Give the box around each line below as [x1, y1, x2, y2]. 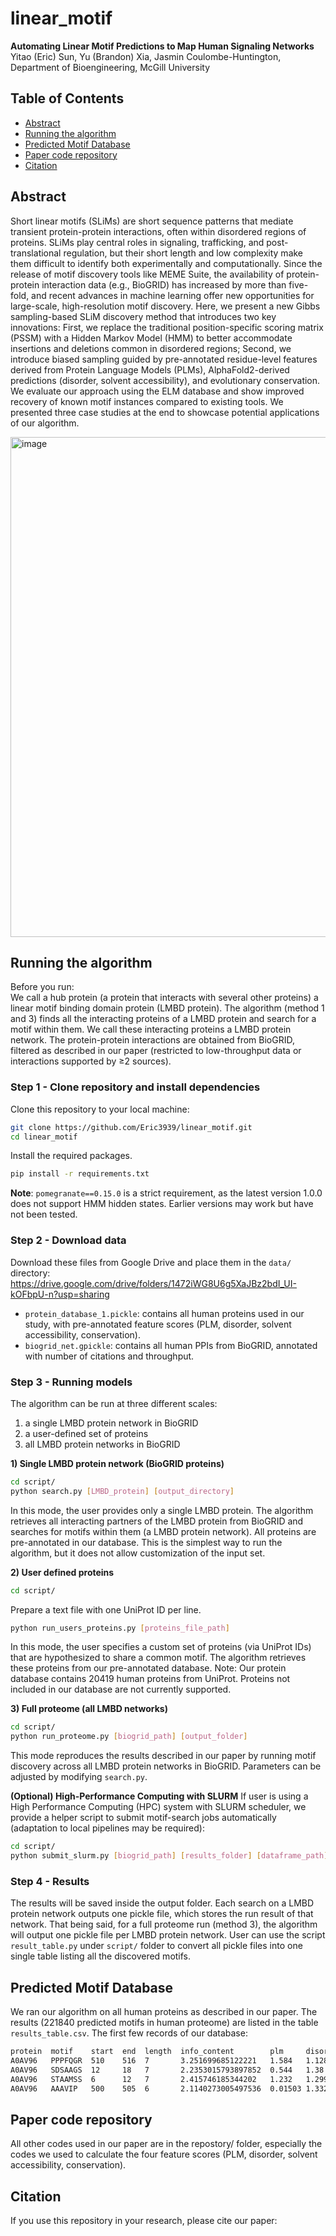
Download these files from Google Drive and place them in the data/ [10, 1256, 292, 1268]
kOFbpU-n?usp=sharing [10, 1288, 110, 1300]
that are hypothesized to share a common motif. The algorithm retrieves [10, 1652, 307, 1664]
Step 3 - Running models [10, 1375, 133, 1389]
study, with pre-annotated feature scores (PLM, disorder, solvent [24, 1318, 292, 1330]
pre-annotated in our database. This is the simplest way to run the [10, 1536, 283, 1548]
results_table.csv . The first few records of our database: [10, 2027, 248, 2039]
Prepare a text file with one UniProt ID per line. [10, 1603, 202, 1616]
